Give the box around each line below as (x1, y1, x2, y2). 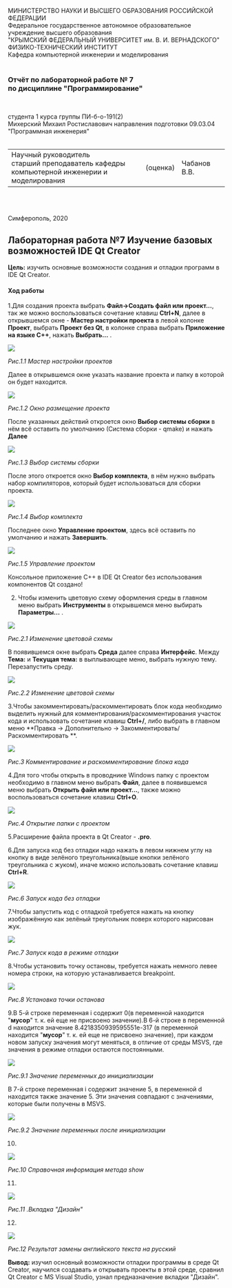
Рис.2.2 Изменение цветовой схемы (8, 689, 115, 697)
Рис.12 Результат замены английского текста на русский (8, 1245, 176, 1254)
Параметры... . (17, 609, 64, 617)
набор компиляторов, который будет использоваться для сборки (8, 479, 201, 487)
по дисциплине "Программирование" (8, 83, 143, 93)
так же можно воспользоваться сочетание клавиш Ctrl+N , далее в (8, 309, 206, 317)
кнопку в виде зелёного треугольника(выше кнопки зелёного (8, 853, 190, 861)
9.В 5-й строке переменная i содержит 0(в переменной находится (8, 1009, 204, 1017)
